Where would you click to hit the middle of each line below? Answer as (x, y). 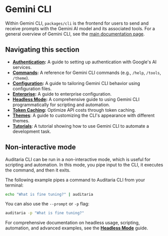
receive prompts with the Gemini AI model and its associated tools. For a (80, 28)
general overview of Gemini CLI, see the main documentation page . (75, 34)
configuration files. (32, 89)
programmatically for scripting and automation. (61, 105)
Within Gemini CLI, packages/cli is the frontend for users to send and (77, 23)
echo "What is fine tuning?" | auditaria (49, 194)
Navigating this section (42, 50)
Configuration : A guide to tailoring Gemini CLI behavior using (76, 83)
